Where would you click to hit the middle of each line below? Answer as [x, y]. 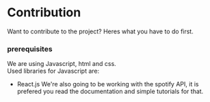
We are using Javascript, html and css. [62, 64]
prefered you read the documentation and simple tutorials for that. [110, 91]
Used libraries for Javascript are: [53, 71]
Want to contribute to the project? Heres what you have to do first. [100, 31]
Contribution [44, 13]
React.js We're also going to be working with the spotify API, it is [108, 84]
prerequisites [30, 49]
